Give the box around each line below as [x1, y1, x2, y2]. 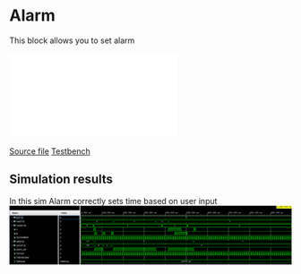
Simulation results [9, 172, 114, 187]
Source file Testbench [9, 145, 91, 157]
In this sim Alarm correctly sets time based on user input [9, 195, 218, 206]
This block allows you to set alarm [9, 35, 135, 46]
